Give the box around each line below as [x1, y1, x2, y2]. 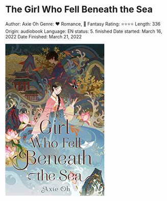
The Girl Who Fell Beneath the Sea [5, 4, 153, 15]
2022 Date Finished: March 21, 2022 [5, 33, 82, 39]
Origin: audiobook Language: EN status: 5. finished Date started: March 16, [5, 28, 162, 34]
